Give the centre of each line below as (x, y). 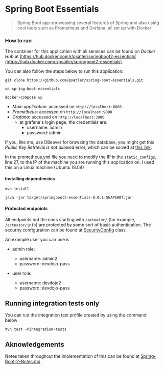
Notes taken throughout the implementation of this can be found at (72, 356)
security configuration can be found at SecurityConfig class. (66, 230)
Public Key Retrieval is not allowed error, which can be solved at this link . (79, 147)
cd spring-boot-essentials (33, 89)
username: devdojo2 (40, 283)
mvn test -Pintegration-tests (36, 329)
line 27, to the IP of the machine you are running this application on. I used (80, 162)
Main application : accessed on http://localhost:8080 (67, 107)
